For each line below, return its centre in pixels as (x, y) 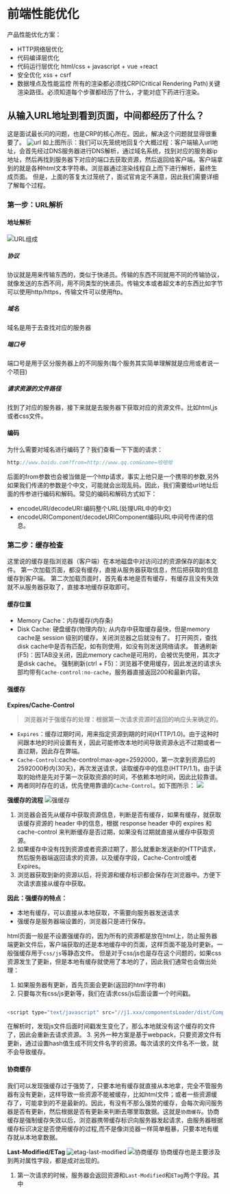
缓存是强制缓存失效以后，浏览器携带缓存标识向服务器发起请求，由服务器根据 (115, 1120)
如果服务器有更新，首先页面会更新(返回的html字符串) (91, 984)
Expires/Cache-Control (41, 705)
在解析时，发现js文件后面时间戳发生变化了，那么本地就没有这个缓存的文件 (111, 1026)
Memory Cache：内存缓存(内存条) (65, 621)
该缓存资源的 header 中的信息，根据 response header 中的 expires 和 (114, 823)
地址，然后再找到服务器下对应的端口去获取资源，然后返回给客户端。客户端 (112, 159)
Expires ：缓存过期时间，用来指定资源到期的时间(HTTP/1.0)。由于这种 (115, 733)
